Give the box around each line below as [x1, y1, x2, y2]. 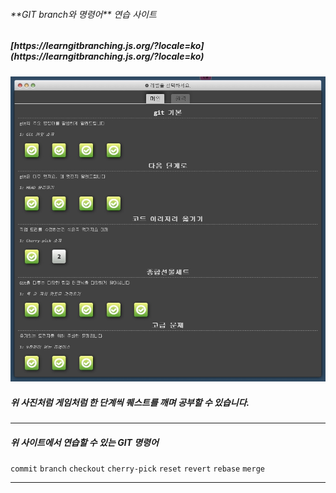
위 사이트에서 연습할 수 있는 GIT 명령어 [10, 436, 159, 448]
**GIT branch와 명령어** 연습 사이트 [10, 8, 157, 20]
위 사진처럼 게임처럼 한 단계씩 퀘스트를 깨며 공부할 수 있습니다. [10, 396, 250, 408]
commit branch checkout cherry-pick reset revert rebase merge [10, 464, 265, 474]
